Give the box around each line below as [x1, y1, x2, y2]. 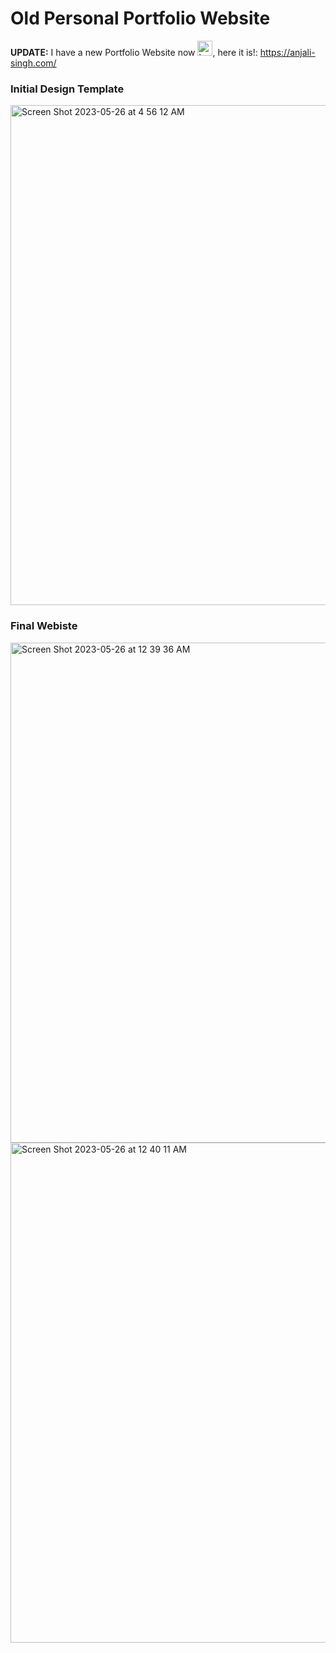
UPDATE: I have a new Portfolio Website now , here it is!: [10, 46, 258, 58]
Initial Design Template [10, 82, 125, 96]
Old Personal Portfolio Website [10, 7, 271, 30]
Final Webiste [10, 619, 78, 633]
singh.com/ [10, 57, 57, 69]
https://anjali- [259, 46, 316, 58]
